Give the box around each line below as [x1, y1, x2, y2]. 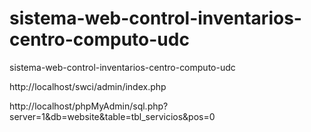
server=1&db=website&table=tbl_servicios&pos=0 [9, 110, 216, 122]
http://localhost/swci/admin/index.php [9, 80, 167, 92]
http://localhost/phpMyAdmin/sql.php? [9, 100, 169, 112]
